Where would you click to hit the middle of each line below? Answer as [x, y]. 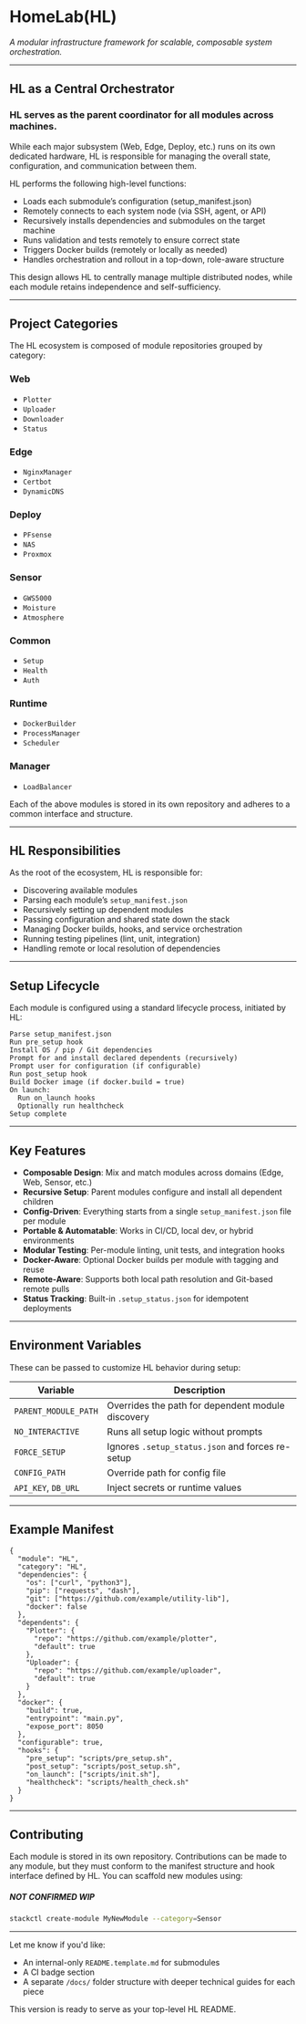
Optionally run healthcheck [71, 1106]
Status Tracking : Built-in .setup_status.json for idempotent [135, 1299]
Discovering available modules [80, 891]
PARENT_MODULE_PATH [56, 1411]
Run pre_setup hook [46, 1042]
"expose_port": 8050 [65, 1727]
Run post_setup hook [49, 1074]
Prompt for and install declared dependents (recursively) [124, 1059]
